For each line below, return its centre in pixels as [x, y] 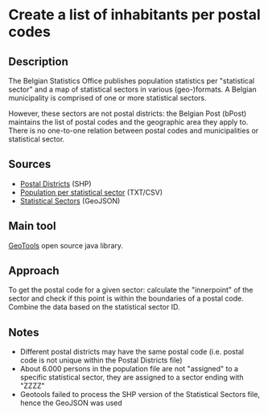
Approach [34, 271]
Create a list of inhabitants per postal [134, 15]
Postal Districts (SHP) [56, 183]
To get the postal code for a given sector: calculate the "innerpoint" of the [131, 290]
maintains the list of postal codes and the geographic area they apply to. [128, 122]
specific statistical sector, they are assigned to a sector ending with [132, 377]
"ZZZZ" [33, 386]
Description [38, 61]
